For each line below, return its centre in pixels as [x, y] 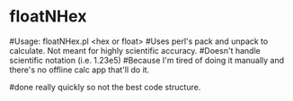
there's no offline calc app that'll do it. [80, 70]
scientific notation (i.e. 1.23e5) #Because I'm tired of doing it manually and [147, 60]
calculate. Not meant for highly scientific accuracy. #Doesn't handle [135, 50]
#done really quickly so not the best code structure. [105, 87]
